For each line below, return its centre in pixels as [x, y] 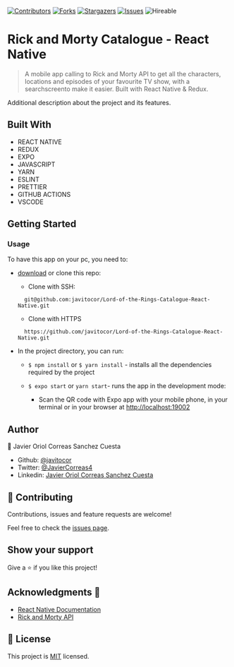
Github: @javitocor [44, 460]
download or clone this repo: [59, 273]
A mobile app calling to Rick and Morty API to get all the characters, [123, 73]
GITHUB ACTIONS [44, 194]
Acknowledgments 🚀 [54, 593]
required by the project [61, 372]
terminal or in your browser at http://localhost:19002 [114, 407]
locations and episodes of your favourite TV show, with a [107, 81]
